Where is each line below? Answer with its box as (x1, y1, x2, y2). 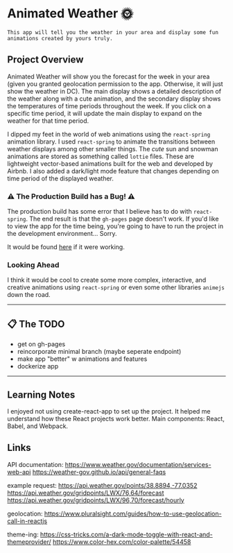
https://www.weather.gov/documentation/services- (64, 460, 212, 468)
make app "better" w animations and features (17, 355, 148, 363)
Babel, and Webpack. (7, 422, 68, 430)
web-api (7, 468, 31, 476)
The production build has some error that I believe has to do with (7, 207, 192, 216)
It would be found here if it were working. (7, 243, 125, 251)
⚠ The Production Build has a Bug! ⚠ (7, 192, 135, 201)
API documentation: (7, 460, 64, 468)
